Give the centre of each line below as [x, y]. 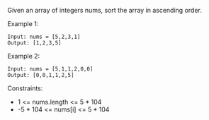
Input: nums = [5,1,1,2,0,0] [50, 69]
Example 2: [24, 56]
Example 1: [23, 24]
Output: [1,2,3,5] [34, 43]
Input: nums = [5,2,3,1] [44, 37]
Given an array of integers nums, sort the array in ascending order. [104, 10]
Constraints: [25, 88]
